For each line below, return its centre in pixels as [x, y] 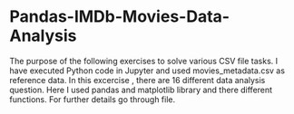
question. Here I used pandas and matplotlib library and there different [141, 90]
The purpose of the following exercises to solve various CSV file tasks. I [144, 61]
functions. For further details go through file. [93, 99]
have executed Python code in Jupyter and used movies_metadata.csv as [147, 71]
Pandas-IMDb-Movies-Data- [119, 17]
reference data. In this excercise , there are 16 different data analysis [137, 80]
